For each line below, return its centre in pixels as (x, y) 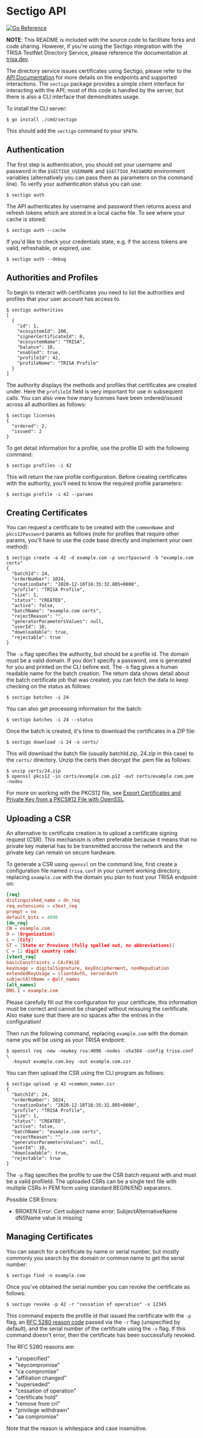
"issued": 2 (27, 431)
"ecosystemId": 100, (43, 331)
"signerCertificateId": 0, (51, 336)
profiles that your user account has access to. (64, 299)
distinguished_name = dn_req (43, 900)
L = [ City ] (20, 940)
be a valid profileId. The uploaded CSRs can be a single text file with (92, 1181)
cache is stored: (26, 219)
